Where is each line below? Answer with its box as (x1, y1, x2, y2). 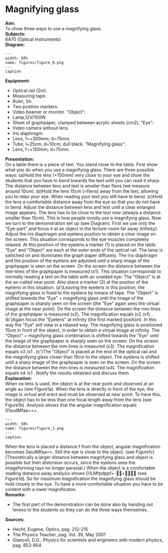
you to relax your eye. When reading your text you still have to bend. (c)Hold (5, 193, 163, 199)
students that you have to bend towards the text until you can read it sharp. (5, 177, 160, 183)
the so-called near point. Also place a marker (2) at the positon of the (5, 279, 148, 285)
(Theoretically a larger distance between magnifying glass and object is (5, 454, 153, 460)
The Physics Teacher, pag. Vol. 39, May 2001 (12, 531, 106, 537)
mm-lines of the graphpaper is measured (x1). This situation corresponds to (5, 268, 161, 274)
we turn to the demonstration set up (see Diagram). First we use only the (5, 220, 155, 226)
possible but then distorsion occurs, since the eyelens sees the (5, 459, 135, 465)
